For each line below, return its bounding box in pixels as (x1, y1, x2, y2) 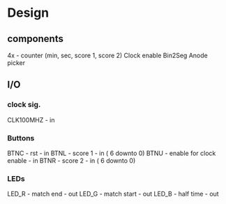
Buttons (7, 133, 35, 143)
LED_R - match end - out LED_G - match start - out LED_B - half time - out (7, 190, 219, 198)
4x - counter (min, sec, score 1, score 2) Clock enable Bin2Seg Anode (7, 51, 208, 59)
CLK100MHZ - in (7, 115, 55, 124)
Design (7, 5, 50, 21)
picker (7, 59, 26, 67)
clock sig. (7, 100, 41, 110)
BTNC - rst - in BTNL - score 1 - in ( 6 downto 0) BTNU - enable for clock (7, 149, 216, 157)
